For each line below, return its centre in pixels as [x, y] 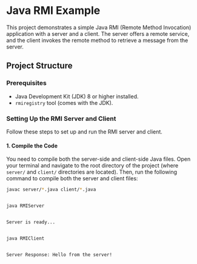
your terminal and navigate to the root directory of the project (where [92, 166]
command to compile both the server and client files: [72, 178]
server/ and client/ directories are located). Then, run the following [92, 172]
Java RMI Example [53, 11]
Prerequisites [26, 83]
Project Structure [39, 66]
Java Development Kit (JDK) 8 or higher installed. [77, 96]
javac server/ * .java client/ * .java [51, 190]
